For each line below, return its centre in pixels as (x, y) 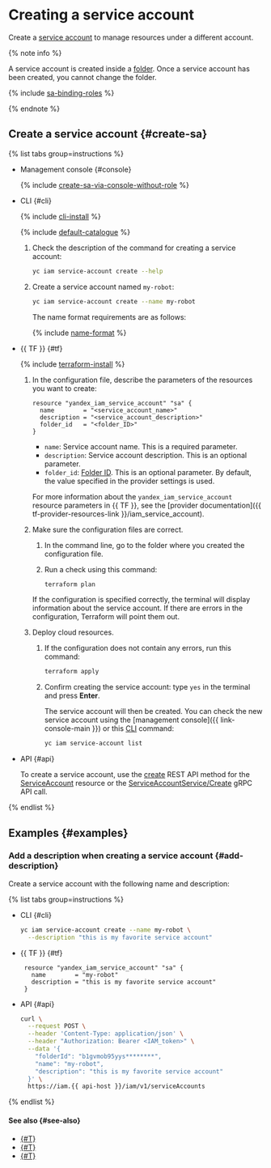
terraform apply (72, 672)
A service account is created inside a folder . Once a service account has (129, 68)
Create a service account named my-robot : (103, 287)
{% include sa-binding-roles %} (61, 93)
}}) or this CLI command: (133, 728)
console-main (67, 728)
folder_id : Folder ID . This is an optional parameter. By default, (148, 472)
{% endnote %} (34, 108)
